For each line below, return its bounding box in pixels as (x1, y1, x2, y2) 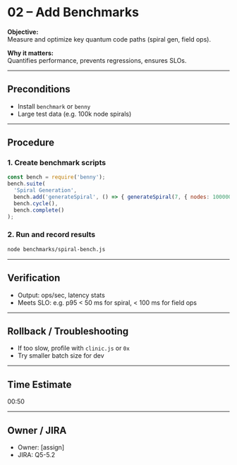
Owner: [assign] (17, 442, 65, 452)
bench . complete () (13, 206, 65, 214)
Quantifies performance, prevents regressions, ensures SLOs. (7, 56, 187, 64)
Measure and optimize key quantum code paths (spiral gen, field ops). (7, 35, 212, 43)
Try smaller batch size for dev (17, 351, 104, 360)
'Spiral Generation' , (13, 187, 78, 194)
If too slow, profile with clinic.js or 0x (17, 344, 130, 353)
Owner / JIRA (7, 424, 67, 436)
